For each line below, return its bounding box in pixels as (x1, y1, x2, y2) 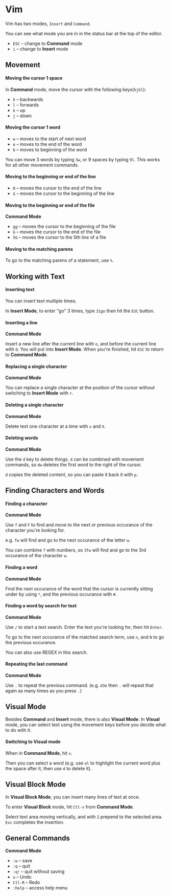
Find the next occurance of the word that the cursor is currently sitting (5, 585, 153, 592)
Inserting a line (5, 319, 38, 325)
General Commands (5, 834, 70, 843)
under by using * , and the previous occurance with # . (5, 591, 117, 597)
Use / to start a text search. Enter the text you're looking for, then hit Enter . (5, 624, 163, 630)
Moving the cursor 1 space (5, 75, 63, 81)
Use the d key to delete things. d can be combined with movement (5, 456, 144, 462)
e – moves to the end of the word (12, 141, 82, 147)
